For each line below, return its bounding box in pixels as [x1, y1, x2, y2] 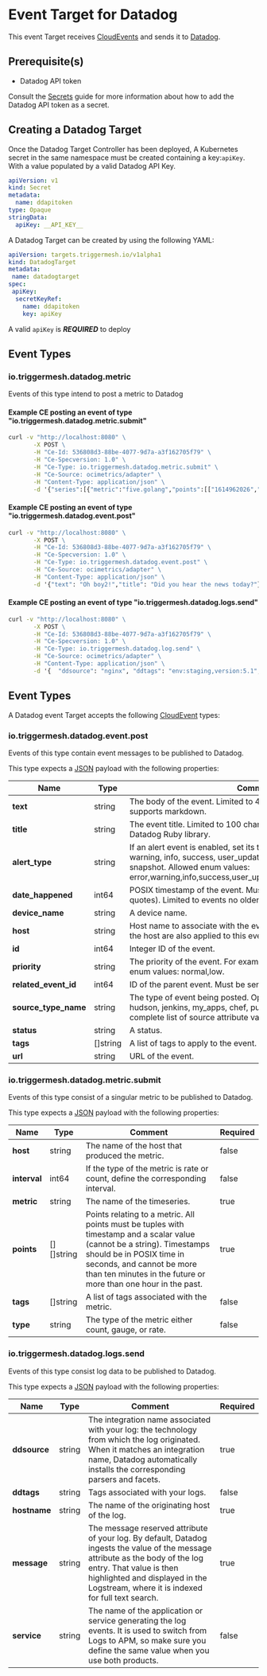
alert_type [12, 856, 52, 867]
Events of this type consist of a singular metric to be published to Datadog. [8, 1093, 253, 1102]
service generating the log [87, 1615, 187, 1626]
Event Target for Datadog [8, 6, 178, 24]
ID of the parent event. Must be [129, 979, 246, 990]
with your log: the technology [87, 1424, 197, 1435]
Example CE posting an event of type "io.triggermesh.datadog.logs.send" [8, 598, 258, 607]
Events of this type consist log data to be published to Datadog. [8, 1366, 217, 1376]
